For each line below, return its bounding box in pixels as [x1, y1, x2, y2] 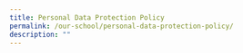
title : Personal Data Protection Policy [9, 13, 166, 22]
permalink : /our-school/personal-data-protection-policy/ [9, 22, 234, 31]
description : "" [9, 30, 71, 39]
